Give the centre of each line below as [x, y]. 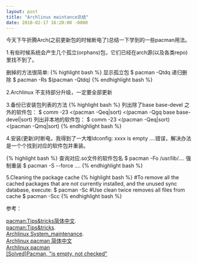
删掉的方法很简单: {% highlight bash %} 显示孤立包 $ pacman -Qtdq [88, 73]
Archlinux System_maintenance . [45, 234]
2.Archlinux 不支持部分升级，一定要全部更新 [59, 93]
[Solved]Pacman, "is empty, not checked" [57, 254]
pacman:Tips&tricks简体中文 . [41, 221]
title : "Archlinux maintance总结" [48, 17]
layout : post [22, 11]
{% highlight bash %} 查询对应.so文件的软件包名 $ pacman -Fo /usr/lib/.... [95, 158]
